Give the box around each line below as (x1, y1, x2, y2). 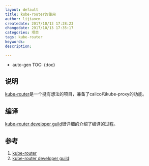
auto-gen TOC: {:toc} (12, 62, 56, 67)
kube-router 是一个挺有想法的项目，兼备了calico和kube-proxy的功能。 (5, 91, 147, 97)
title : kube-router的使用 (5, 12, 56, 17)
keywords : (5, 39, 26, 44)
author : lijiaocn (5, 16, 41, 21)
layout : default (5, 7, 38, 12)
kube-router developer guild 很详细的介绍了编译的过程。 (5, 121, 118, 127)
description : (5, 44, 32, 49)
